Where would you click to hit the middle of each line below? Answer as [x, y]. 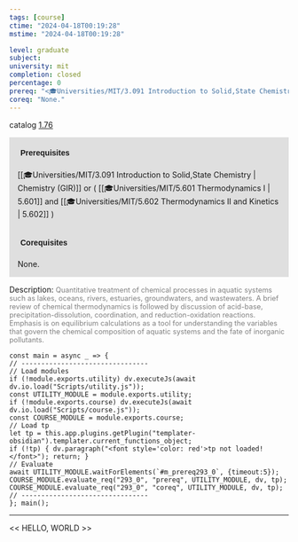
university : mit [39, 67]
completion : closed [45, 75]
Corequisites [44, 242]
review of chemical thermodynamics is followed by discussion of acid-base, [136, 306]
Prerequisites [45, 153]
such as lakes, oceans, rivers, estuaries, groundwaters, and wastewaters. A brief [144, 298]
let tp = [25, 433]
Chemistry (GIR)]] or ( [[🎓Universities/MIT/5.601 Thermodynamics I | [144, 188]
